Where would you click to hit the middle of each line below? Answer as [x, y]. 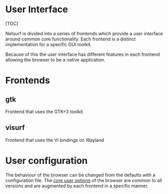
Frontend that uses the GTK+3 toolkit [44, 112]
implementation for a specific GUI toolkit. [49, 44]
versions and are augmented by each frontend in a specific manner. [77, 186]
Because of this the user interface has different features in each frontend [83, 54]
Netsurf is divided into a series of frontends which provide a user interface [84, 33]
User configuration [46, 160]
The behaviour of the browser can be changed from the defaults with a [80, 175]
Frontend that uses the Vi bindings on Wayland [55, 140]
